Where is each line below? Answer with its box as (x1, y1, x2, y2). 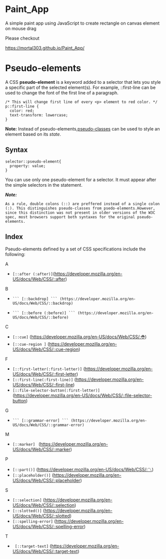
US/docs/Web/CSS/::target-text (12, 548, 78, 554)
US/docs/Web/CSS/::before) (12, 315, 69, 320)
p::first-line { (5, 104, 39, 109)
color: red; (9, 108, 35, 113)
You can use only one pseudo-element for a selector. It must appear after (5, 177, 156, 183)
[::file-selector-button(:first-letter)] (12, 388, 100, 393)
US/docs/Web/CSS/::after (12, 276, 66, 282)
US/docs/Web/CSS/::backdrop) (12, 301, 73, 306)
